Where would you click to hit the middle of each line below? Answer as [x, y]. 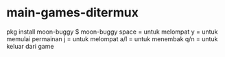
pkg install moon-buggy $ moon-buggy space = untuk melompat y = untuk [112, 32]
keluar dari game [30, 46]
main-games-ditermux [72, 13]
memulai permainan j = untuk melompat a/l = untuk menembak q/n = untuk [112, 38]
